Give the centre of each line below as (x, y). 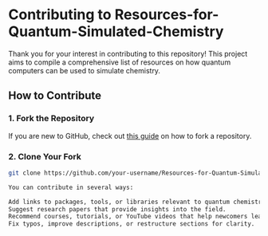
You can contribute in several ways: (71, 187)
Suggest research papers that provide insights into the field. (117, 209)
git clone (25, 173)
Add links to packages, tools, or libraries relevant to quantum (119, 202)
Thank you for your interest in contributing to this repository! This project (128, 53)
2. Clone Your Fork (45, 156)
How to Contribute (55, 96)
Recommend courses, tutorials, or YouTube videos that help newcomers (128, 217)
